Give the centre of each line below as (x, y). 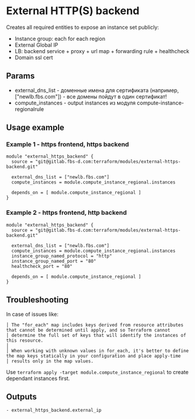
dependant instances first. (38, 378)
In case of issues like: (32, 314)
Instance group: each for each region (60, 38)
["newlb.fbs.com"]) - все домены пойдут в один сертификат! (91, 96)
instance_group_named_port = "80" (54, 261)
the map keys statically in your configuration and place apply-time (94, 356)
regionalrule (29, 109)
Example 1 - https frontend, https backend (68, 145)
